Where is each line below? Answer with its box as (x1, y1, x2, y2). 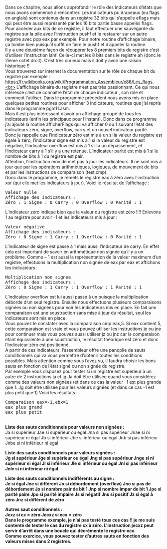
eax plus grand (5, 404, 42, 410)
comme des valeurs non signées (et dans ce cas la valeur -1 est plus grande (5, 379, 162, 385)
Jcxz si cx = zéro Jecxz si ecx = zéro (5, 512, 82, 517)
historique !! (5, 63, 30, 69)
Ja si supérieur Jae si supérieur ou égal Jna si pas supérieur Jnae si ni (5, 429, 150, 435)
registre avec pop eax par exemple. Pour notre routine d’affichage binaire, (5, 36, 157, 42)
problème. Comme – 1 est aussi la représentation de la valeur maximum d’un (5, 254, 162, 260)
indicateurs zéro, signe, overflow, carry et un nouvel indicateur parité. (5, 127, 149, 132)
